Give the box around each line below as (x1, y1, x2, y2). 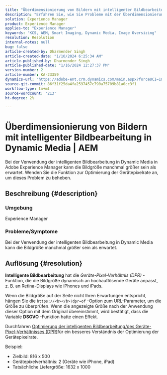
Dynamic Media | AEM (5, 143, 98, 154)
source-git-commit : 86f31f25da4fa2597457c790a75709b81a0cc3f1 (5, 81, 137, 86)
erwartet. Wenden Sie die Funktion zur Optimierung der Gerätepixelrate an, (5, 170, 159, 176)
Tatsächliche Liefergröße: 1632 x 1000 (12, 364, 91, 370)
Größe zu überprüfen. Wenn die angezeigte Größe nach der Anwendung (5, 303, 153, 309)
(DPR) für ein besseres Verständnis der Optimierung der (45, 329, 159, 335)
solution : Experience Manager (5, 16, 68, 21)
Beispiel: (5, 344, 23, 350)
